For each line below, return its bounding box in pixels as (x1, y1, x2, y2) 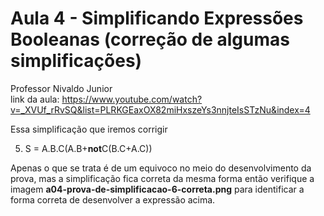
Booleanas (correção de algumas (10, 28, 290, 51)
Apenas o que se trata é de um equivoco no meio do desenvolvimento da (10, 162, 312, 174)
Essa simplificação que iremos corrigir (10, 123, 168, 135)
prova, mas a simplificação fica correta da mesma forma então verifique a (10, 172, 315, 184)
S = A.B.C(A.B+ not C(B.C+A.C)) (24, 142, 153, 154)
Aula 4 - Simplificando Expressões (10, 7, 304, 30)
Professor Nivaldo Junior (10, 82, 113, 94)
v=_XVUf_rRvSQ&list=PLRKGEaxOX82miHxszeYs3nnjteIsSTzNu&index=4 (10, 103, 311, 116)
